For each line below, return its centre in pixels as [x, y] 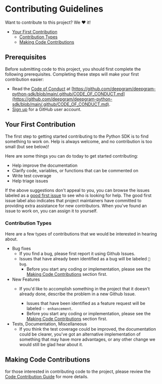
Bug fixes [22, 248]
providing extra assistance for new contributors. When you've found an [76, 206]
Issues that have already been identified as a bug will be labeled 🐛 [85, 258]
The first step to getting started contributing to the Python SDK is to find [77, 136]
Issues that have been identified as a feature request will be [86, 303]
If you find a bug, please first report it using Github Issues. [77, 254]
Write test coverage [32, 176]
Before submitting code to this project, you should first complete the [73, 69]
